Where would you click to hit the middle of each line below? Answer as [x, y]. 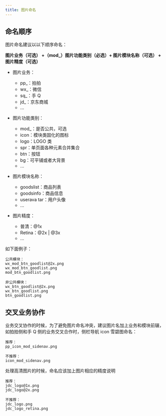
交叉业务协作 [25, 312]
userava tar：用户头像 [43, 200]
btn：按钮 [30, 154]
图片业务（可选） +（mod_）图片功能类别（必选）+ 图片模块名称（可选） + [83, 55]
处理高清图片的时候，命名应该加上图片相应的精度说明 [60, 371]
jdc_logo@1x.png [22, 386]
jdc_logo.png [19, 404]
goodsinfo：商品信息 [41, 193]
